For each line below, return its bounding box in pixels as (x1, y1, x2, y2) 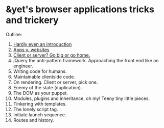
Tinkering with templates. (13, 100, 67, 107)
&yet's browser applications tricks (6, 4, 155, 15)
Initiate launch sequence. (13, 111, 66, 118)
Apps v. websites (13, 46, 50, 53)
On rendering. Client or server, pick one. (13, 79, 98, 85)
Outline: (6, 31, 22, 37)
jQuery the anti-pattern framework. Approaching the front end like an (13, 57, 159, 63)
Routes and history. (13, 117, 54, 123)
